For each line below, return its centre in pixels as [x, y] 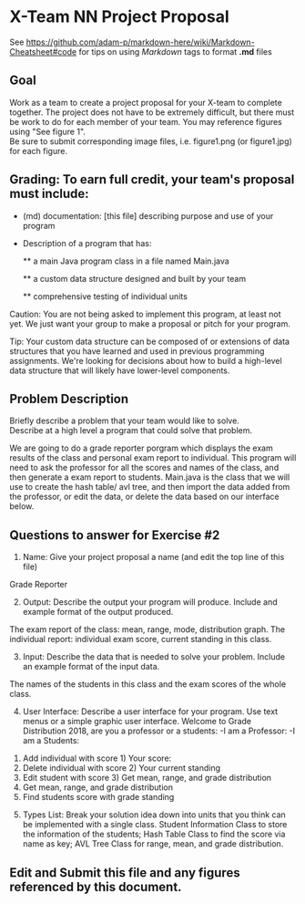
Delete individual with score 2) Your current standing [122, 768]
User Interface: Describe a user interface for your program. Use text [150, 712]
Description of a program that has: [87, 243]
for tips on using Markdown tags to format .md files [176, 51]
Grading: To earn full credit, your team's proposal [152, 180]
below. [22, 506]
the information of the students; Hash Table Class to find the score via [154, 834]
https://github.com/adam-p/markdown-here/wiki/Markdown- [140, 42]
